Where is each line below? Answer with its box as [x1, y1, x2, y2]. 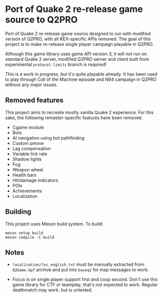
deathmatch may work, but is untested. [12, 287, 93, 293]
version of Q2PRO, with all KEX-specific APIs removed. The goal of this [5, 36, 151, 42]
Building [5, 208, 31, 216]
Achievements [12, 188, 42, 194]
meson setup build [5, 230, 43, 235]
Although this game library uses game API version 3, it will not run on [5, 51, 147, 57]
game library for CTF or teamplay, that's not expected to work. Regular [12, 282, 158, 288]
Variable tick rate [12, 150, 47, 156]
